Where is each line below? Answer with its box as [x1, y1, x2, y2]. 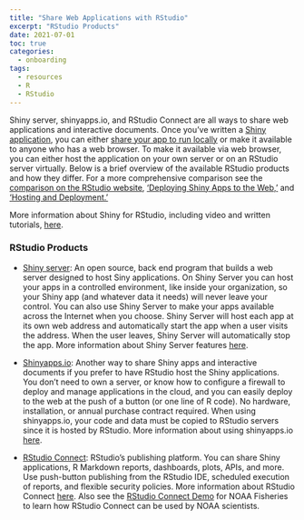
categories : [9, 47, 54, 56]
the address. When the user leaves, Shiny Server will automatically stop [22, 329, 290, 341]
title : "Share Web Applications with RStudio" [9, 13, 189, 23]
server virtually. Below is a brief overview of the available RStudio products [9, 163, 290, 174]
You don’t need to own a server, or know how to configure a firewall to [22, 376, 286, 387]
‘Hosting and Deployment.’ [9, 192, 109, 203]
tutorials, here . [9, 219, 64, 230]
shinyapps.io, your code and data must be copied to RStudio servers [22, 415, 279, 425]
